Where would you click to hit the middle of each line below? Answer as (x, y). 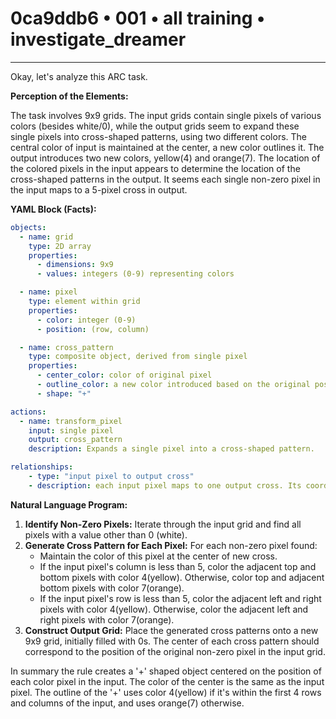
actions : (28, 412)
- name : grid (46, 237)
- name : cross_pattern (66, 347)
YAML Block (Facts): (53, 209)
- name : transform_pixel (71, 421)
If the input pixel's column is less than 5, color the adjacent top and (178, 566)
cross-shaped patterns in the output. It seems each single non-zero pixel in (165, 179)
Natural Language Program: (69, 504)
